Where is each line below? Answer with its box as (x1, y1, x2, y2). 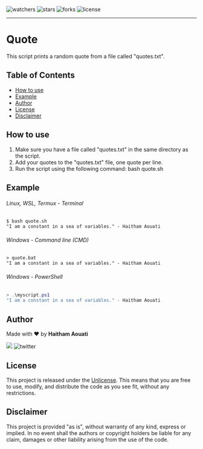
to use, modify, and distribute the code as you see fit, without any (6, 382, 170, 390)
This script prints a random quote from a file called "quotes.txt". (6, 52, 165, 60)
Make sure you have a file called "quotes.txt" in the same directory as (14, 145, 188, 153)
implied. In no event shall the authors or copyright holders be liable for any (6, 429, 192, 436)
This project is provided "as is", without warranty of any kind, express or (6, 423, 186, 430)
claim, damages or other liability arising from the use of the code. (6, 436, 169, 443)
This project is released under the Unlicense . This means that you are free (6, 376, 191, 384)
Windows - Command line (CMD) (6, 236, 89, 244)
